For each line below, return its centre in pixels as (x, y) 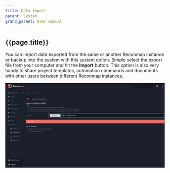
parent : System (21, 16)
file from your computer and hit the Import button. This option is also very (82, 65)
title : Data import (26, 11)
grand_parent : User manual (34, 21)
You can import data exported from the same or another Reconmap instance (85, 54)
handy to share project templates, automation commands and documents (82, 71)
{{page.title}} (27, 42)
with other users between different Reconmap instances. (65, 76)
